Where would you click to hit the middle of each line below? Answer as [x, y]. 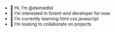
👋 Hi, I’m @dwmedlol [32, 8]
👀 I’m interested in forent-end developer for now [60, 13]
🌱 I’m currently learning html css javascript [54, 19]
